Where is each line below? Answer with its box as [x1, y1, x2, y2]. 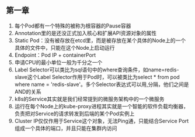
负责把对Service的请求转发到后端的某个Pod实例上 [14, 110, 135, 117]
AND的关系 [14, 88, 42, 95]
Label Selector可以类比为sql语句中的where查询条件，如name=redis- [14, 66, 179, 73]
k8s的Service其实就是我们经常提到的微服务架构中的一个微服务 [14, 95, 165, 102]
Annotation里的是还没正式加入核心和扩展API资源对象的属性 [14, 29, 156, 36]
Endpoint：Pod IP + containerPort [14, 52, 96, 59]
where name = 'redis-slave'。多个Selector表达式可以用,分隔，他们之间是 [14, 81, 189, 88]
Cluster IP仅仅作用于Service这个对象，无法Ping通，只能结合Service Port [14, 117, 189, 124]
